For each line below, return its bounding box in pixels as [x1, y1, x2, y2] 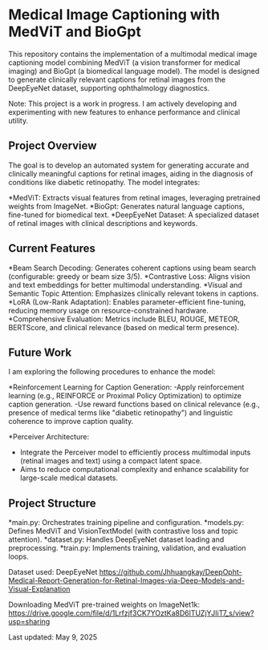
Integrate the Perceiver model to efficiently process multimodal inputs [19, 447, 251, 458]
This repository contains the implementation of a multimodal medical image [8, 49, 258, 59]
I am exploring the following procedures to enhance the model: [8, 367, 216, 377]
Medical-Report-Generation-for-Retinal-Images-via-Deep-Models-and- [8, 575, 245, 586]
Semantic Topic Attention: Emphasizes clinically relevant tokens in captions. [8, 289, 259, 298]
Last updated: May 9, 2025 [8, 632, 98, 642]
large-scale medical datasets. [19, 473, 119, 482]
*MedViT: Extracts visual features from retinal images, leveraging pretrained [8, 192, 261, 202]
